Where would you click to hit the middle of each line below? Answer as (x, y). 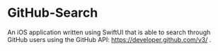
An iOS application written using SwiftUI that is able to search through (109, 32)
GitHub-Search (53, 13)
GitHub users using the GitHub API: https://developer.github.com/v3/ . (109, 39)
